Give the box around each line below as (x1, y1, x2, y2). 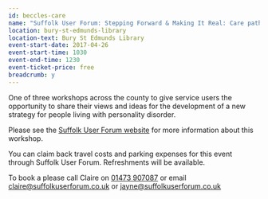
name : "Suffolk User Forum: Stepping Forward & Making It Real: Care (8, 19, 245, 27)
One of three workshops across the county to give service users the (8, 92, 233, 102)
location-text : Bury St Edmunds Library (8, 33, 145, 42)
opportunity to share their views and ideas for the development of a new (8, 101, 246, 111)
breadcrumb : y (8, 71, 56, 79)
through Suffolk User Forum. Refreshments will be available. (8, 157, 206, 167)
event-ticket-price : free (8, 64, 94, 72)
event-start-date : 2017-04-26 (8, 41, 109, 49)
